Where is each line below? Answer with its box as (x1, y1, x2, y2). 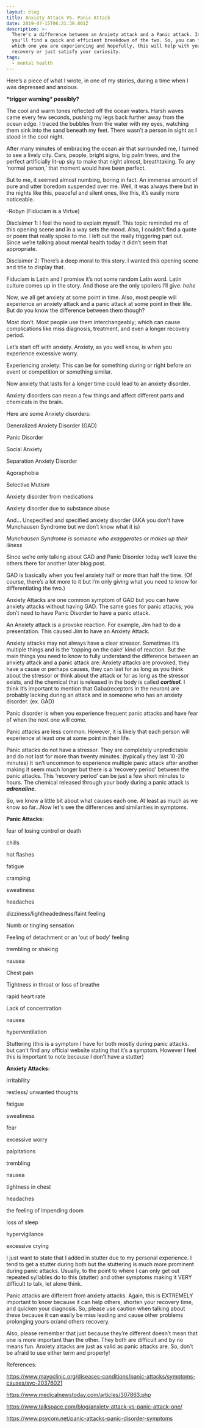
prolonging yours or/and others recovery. (6, 1317, 110, 1325)
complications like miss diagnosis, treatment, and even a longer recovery (6, 325, 190, 332)
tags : (6, 54, 20, 60)
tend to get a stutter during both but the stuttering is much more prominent (6, 1260, 194, 1267)
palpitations (6, 1147, 36, 1154)
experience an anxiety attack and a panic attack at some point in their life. (6, 300, 192, 307)
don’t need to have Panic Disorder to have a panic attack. (6, 609, 151, 617)
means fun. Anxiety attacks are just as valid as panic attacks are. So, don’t (6, 1343, 193, 1350)
